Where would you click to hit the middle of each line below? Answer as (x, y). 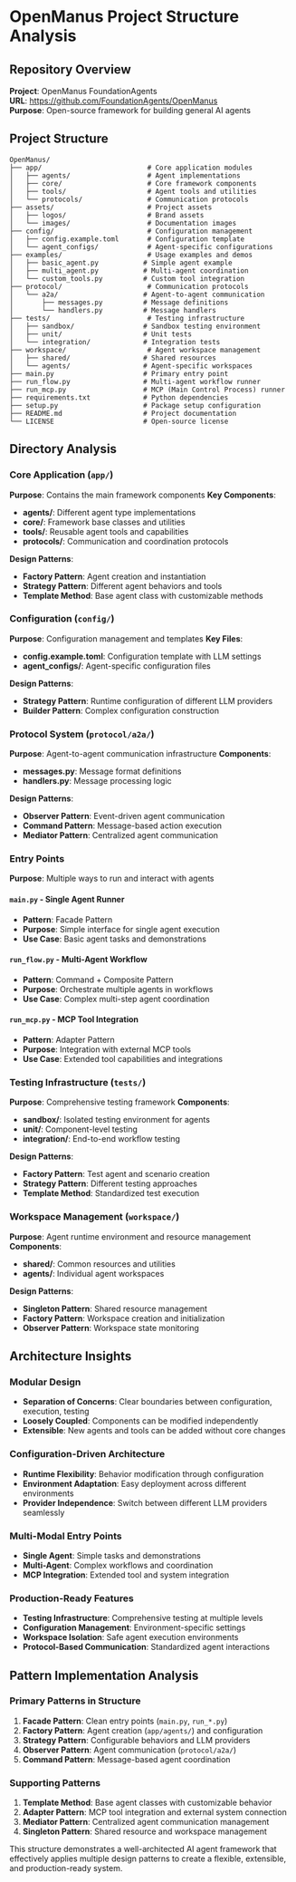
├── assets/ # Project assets (111, 207)
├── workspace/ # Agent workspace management (135, 350)
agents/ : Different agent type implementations (109, 512)
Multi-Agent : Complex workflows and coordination (118, 1565)
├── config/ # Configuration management (131, 231)
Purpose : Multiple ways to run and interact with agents (112, 878)
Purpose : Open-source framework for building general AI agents (130, 110)
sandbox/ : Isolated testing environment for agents (116, 1120)
